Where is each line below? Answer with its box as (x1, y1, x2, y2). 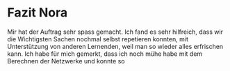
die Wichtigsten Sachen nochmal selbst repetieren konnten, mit (7, 34, 189, 43)
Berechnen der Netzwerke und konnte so (7, 57, 125, 65)
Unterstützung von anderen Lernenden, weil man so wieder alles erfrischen (7, 42, 224, 50)
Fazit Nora (7, 5, 68, 21)
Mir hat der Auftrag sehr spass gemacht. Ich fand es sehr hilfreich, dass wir (7, 28, 224, 36)
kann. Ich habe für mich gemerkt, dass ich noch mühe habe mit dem (7, 50, 203, 58)
